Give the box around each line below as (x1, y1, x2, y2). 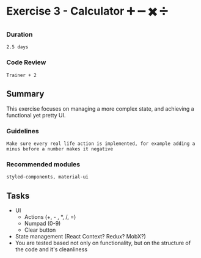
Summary (6, 89, 45, 99)
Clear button (24, 226, 56, 234)
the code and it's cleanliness (15, 246, 87, 253)
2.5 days (6, 44, 29, 50)
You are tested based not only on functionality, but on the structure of (15, 239, 191, 246)
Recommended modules (6, 160, 81, 168)
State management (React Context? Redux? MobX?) (15, 233, 146, 240)
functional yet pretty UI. (6, 111, 66, 119)
